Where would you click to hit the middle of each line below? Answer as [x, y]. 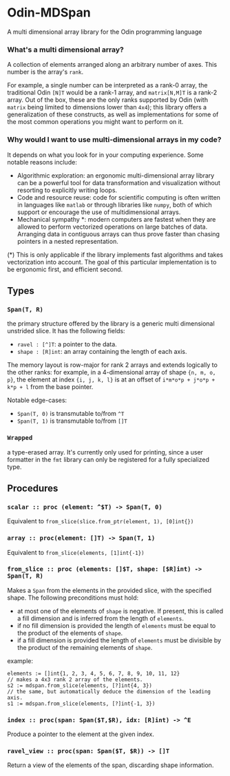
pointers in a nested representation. [67, 241]
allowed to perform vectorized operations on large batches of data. [112, 227]
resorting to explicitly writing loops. [67, 190]
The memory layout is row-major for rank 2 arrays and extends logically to [113, 365]
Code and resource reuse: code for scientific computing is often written [118, 197]
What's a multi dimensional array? [65, 50]
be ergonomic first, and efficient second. [65, 269]
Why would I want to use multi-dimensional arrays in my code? [114, 140]
